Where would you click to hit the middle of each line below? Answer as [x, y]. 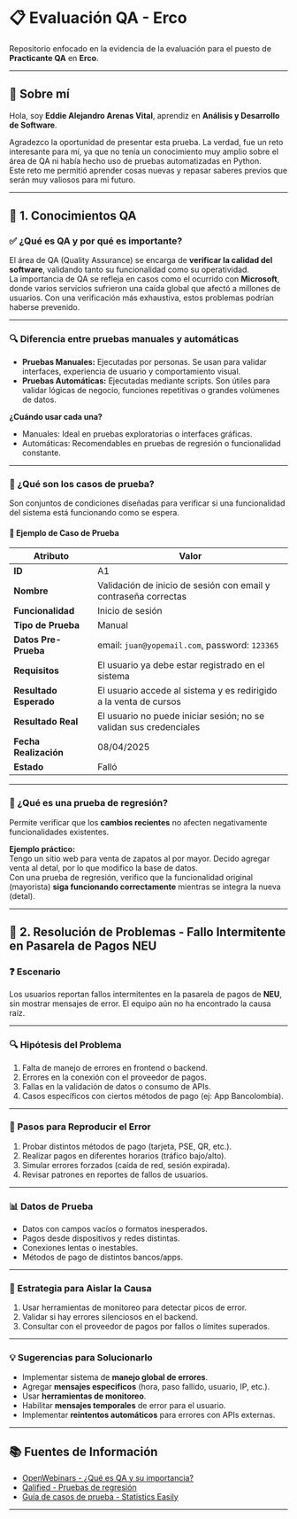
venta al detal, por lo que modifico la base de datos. [104, 868]
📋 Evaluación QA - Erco [98, 18]
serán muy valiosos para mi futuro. [72, 180]
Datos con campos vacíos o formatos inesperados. [114, 1229]
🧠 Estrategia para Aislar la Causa [80, 1289]
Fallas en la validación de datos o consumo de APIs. [116, 1086]
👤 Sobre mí [39, 94]
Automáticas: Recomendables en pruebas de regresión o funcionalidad [151, 443]
